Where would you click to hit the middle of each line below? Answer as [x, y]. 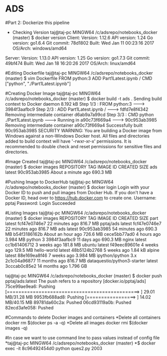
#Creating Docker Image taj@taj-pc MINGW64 [53, 93]
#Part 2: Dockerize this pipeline [37, 23]
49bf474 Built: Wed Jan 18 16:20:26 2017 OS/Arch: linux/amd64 [71, 63]
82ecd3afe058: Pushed [29, 307]
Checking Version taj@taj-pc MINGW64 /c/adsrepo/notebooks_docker [85, 32]
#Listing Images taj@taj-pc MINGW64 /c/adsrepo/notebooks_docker [76, 213]
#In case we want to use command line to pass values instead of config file [83, 337]
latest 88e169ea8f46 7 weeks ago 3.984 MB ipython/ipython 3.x [71, 255]
